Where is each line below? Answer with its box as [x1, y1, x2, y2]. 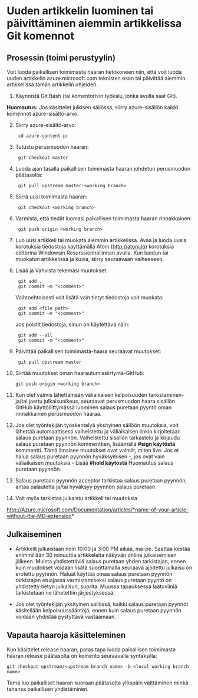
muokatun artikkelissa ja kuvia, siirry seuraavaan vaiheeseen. [15, 256, 164, 262]
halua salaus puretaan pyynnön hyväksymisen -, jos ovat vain [15, 453, 165, 460]
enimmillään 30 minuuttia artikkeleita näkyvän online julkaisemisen [15, 551, 177, 559]
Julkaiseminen [6, 530, 62, 540]
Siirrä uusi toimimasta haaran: [15, 193, 88, 200]
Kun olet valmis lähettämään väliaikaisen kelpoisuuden [15, 392, 148, 398]
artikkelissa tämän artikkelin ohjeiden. [6, 81, 98, 88]
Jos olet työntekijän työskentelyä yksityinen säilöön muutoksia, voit [15, 422, 179, 429]
